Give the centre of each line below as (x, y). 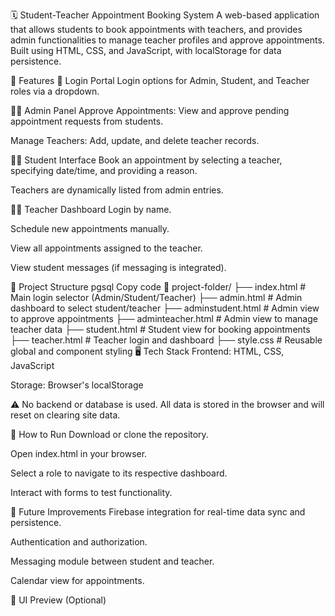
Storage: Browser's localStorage (77, 385)
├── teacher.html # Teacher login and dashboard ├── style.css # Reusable (166, 340)
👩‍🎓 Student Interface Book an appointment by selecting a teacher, (146, 160)
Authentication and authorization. (79, 542)
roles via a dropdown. (55, 91)
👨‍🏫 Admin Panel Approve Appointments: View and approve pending (150, 110)
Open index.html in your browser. (79, 453)
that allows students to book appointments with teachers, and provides (156, 29)
